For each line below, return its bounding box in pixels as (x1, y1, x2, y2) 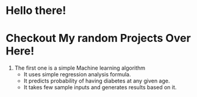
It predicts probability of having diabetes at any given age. (23, 77, 170, 85)
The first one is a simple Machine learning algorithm (14, 64, 146, 72)
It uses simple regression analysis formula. (23, 71, 132, 78)
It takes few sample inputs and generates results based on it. (23, 84, 177, 91)
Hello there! (5, 4, 66, 18)
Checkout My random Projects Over (5, 32, 192, 45)
